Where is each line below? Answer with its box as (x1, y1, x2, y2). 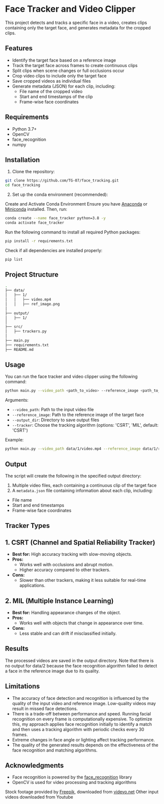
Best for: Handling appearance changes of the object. (12, 609, 121, 615)
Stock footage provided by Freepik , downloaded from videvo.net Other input (5, 789, 159, 795)
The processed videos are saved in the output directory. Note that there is (5, 657, 154, 664)
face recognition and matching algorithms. (12, 747, 98, 753)
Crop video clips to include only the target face (12, 72, 107, 79)
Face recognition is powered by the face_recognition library (12, 774, 132, 780)
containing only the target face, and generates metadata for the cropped (5, 24, 151, 30)
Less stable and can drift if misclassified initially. (19, 630, 117, 636)
